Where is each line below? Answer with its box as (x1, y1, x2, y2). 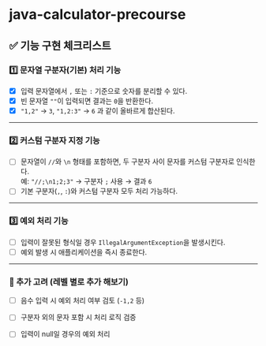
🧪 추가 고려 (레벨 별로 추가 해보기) (9, 276, 129, 287)
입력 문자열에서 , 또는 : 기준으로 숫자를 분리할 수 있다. (20, 86, 188, 95)
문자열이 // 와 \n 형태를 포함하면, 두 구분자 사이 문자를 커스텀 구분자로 (20, 157, 235, 166)
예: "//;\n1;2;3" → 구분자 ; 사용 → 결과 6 (20, 177, 152, 186)
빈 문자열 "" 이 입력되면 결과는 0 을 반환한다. (20, 96, 153, 106)
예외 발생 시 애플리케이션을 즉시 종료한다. (20, 247, 148, 257)
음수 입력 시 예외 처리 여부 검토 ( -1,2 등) (20, 296, 145, 305)
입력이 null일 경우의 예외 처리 (20, 329, 111, 339)
